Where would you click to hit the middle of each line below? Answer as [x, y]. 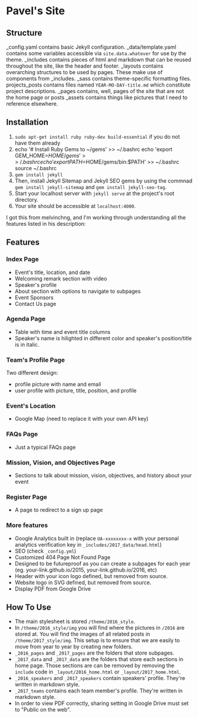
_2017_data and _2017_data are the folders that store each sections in [99, 659]
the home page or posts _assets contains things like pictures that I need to [97, 97]
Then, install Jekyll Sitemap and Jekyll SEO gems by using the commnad [103, 181]
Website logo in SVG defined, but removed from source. [83, 582]
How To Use [29, 607]
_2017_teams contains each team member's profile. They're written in [98, 691]
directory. [26, 199]
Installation [27, 122]
